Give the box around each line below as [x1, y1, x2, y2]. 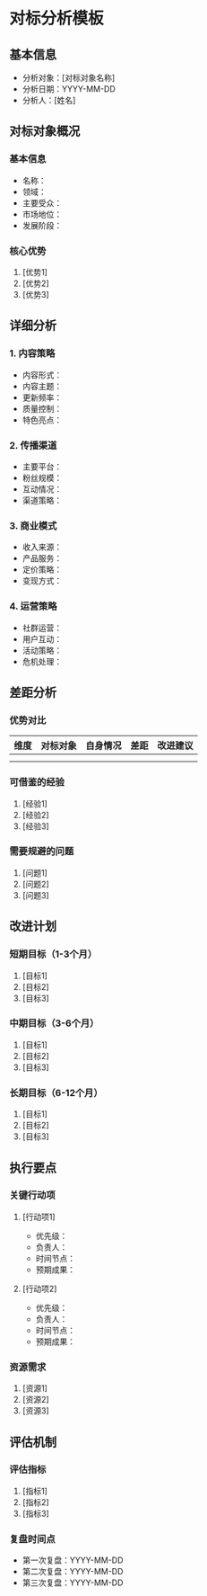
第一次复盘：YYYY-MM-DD [22, 1555, 124, 1565]
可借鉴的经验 [9, 776, 65, 789]
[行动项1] [22, 1211, 56, 1222]
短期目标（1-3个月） [9, 948, 98, 960]
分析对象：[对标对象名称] [22, 73, 116, 83]
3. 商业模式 [9, 519, 57, 531]
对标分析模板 [9, 8, 105, 29]
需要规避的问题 [9, 845, 74, 858]
